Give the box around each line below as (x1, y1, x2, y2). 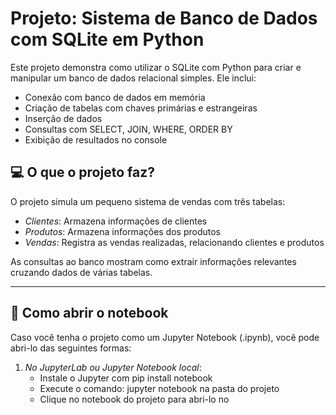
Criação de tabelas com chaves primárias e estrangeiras (24, 102, 258, 114)
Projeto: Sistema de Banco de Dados (10, 7, 318, 30)
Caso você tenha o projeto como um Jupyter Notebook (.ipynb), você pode (10, 331, 320, 343)
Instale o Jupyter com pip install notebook (39, 372, 213, 384)
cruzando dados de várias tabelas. (10, 266, 153, 278)
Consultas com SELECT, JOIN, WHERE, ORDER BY (24, 123, 233, 135)
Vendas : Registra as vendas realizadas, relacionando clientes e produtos (24, 236, 325, 248)
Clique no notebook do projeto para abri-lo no (39, 393, 230, 405)
